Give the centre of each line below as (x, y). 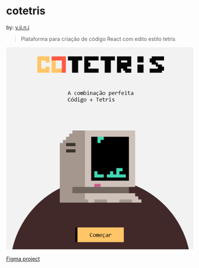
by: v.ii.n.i (18, 27)
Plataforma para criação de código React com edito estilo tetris (98, 39)
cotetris (26, 11)
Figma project (23, 259)
